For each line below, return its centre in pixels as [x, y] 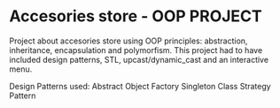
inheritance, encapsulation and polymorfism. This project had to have [136, 50]
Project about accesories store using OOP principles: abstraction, [128, 41]
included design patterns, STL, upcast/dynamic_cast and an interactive [139, 59]
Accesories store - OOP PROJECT [136, 16]
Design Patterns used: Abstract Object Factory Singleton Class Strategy [140, 86]
